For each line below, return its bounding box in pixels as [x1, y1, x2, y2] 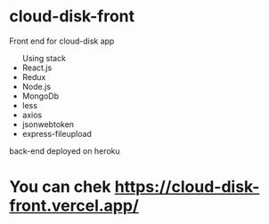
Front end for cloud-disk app [9, 36, 115, 46]
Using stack [21, 52, 67, 63]
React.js [21, 62, 53, 73]
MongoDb [21, 91, 60, 101]
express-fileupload [21, 128, 92, 139]
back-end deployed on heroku [9, 145, 120, 156]
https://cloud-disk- [114, 177, 260, 197]
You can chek [9, 177, 111, 197]
